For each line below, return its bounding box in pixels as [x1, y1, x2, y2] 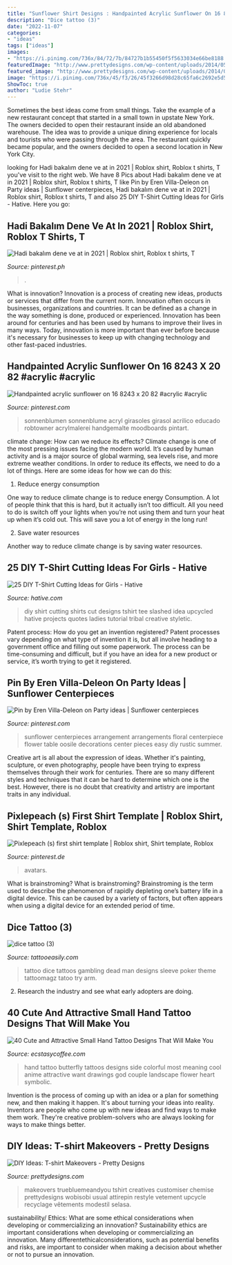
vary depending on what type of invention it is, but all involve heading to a [7, 635, 217, 643]
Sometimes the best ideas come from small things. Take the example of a [7, 106, 216, 115]
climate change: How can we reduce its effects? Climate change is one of [7, 437, 216, 445]
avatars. [23, 866, 48, 874]
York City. [7, 150, 35, 159]
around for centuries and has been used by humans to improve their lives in [7, 318, 222, 326]
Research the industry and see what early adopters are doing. [17, 988, 193, 995]
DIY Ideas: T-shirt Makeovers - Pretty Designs [7, 1140, 209, 1153]
